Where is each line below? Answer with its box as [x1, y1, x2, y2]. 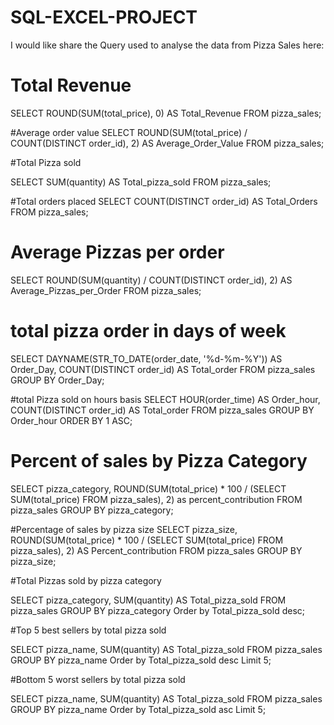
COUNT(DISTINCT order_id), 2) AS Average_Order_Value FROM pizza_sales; [10, 137, 325, 149]
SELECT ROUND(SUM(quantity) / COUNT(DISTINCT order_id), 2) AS [10, 274, 293, 286]
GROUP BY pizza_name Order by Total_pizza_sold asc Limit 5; [10, 703, 267, 715]
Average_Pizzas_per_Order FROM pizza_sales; [10, 284, 202, 296]
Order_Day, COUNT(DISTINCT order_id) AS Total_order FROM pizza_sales [10, 363, 316, 375]
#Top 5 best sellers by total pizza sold [10, 624, 167, 636]
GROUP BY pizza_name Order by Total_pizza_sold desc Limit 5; [10, 654, 272, 666]
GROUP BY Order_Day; [10, 374, 105, 386]
